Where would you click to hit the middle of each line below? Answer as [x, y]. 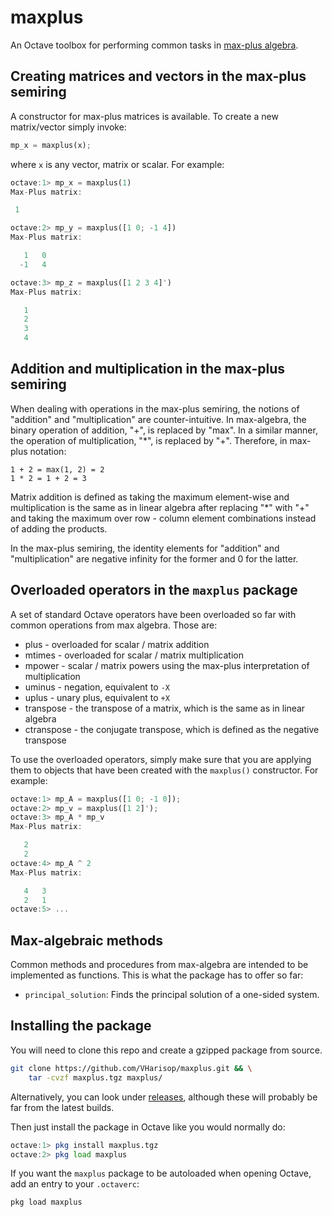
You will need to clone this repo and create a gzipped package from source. [166, 1050]
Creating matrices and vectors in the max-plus [158, 76]
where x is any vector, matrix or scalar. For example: [117, 164]
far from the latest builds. [62, 1107]
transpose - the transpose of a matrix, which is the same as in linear [165, 708]
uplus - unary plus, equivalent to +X [97, 697]
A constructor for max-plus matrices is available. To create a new [144, 116]
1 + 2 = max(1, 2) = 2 [57, 469]
